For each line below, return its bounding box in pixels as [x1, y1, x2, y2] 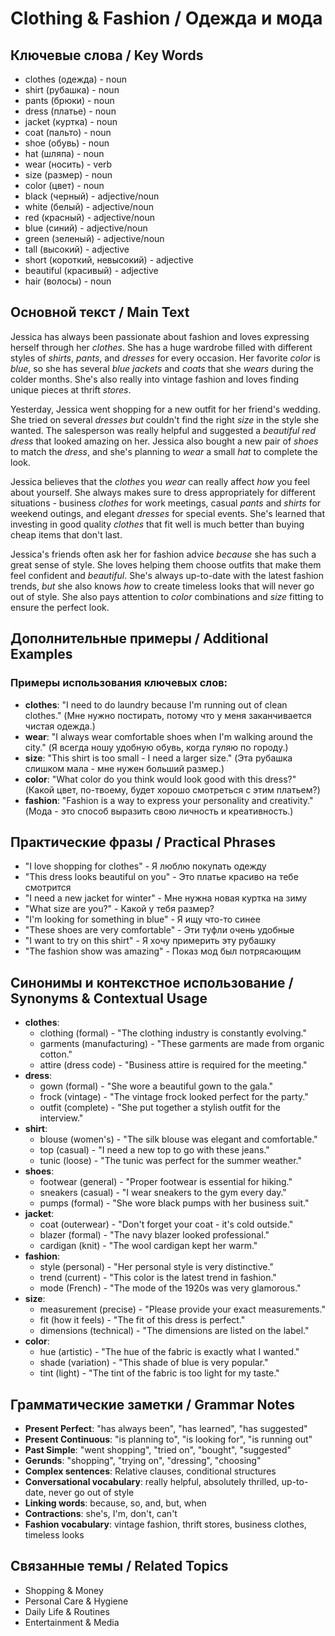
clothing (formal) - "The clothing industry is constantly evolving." [39, 1027, 307, 1039]
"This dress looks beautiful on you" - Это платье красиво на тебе [24, 871, 299, 883]
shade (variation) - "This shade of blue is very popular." [39, 1357, 269, 1369]
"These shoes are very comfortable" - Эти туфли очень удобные [24, 924, 295, 936]
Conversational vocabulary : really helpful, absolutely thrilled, [24, 1475, 280, 1487]
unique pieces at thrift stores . [10, 383, 132, 396]
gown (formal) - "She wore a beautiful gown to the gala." [39, 1080, 274, 1092]
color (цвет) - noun [24, 180, 105, 191]
